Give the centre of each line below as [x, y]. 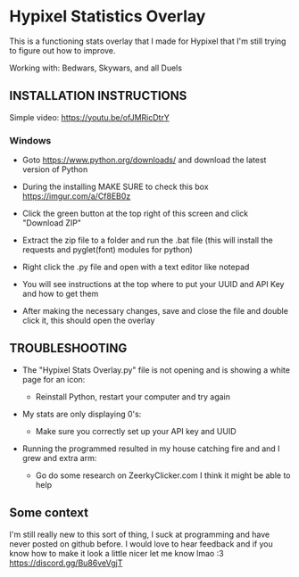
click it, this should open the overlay [88, 321]
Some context [49, 513]
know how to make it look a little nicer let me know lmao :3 [117, 553]
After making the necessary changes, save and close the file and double [155, 311]
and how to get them [60, 294]
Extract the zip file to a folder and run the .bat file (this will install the [148, 240]
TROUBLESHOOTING [68, 348]
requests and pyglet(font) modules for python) [108, 250]
